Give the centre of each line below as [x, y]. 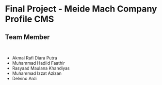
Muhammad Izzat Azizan [37, 73]
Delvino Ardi [24, 78]
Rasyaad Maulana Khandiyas [41, 68]
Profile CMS [30, 19]
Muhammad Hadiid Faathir [39, 63]
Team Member [27, 37]
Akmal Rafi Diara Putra [34, 58]
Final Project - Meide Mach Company [81, 9]
